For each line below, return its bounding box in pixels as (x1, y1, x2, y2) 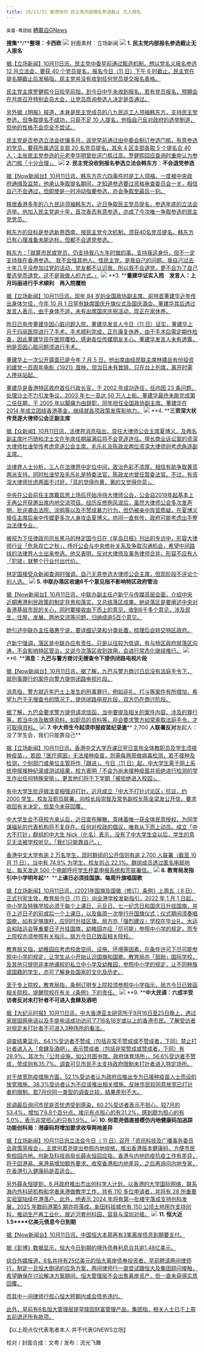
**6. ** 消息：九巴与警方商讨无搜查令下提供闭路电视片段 (6, 654, 148, 662)
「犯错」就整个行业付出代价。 (6, 557, 81, 564)
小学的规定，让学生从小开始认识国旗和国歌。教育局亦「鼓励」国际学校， (16, 953, 198, 960)
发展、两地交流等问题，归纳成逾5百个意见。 (32, 613, 143, 620)
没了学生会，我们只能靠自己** (6, 731, 81, 738)
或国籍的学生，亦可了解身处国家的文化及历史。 (6, 968, 123, 975)
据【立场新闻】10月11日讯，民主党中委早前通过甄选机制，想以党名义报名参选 (6, 60, 197, 67)
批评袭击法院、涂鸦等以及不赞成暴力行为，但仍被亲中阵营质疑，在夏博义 (16, 506, 198, 513)
